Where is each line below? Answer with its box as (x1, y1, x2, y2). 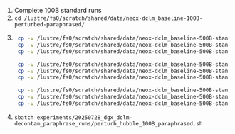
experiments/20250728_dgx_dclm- (36, 113, 133, 121)
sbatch (14, 113, 34, 121)
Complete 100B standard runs (14, 6, 102, 14)
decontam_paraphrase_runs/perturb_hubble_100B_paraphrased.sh (14, 120, 203, 127)
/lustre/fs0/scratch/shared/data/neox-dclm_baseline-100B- (23, 15, 203, 22)
